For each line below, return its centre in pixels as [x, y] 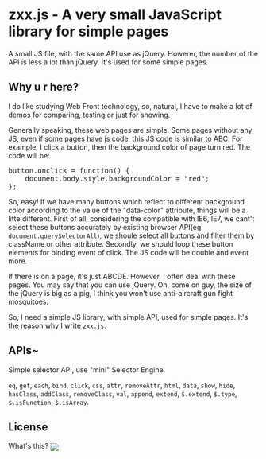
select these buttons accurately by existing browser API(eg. [106, 227]
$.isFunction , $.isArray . [49, 402]
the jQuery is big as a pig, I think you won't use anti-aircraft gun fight [121, 293]
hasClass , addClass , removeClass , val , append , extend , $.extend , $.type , [123, 393]
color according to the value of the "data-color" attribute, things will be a [127, 210]
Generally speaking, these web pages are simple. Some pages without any [130, 130]
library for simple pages [89, 31]
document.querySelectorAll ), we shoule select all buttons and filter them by [131, 235]
